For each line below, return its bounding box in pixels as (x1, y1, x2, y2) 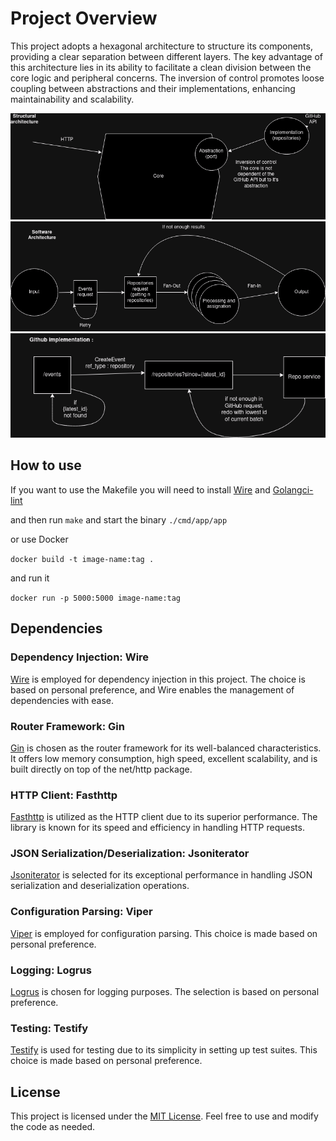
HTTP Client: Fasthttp (10, 788, 118, 802)
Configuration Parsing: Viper (10, 905, 153, 919)
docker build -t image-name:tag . (10, 554, 155, 564)
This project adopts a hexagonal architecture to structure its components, (10, 40, 313, 52)
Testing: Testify (10, 1021, 89, 1035)
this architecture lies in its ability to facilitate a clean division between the (10, 61, 312, 73)
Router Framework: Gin (10, 719, 125, 733)
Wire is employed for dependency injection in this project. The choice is (10, 673, 306, 685)
